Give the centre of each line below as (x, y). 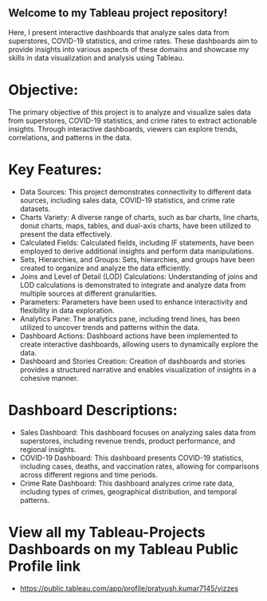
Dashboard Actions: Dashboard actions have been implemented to (129, 336)
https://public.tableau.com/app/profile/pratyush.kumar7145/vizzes (129, 588)
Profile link (45, 566)
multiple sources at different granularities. (88, 293)
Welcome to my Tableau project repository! (118, 13)
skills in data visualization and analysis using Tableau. (96, 57)
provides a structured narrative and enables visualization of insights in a (138, 369)
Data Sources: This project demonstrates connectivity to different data (135, 191)
